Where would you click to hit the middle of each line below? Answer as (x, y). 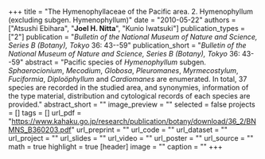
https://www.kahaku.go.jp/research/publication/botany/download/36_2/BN (134, 121)
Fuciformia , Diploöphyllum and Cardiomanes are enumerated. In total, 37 (128, 79)
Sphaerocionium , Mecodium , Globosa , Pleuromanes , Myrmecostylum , (123, 70)
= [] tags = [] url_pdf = (45, 113)
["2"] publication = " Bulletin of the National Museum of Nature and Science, (133, 37)
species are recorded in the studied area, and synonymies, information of (129, 87)
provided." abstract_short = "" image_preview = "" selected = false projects (132, 104)
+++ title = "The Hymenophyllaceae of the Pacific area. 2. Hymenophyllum (131, 12)
